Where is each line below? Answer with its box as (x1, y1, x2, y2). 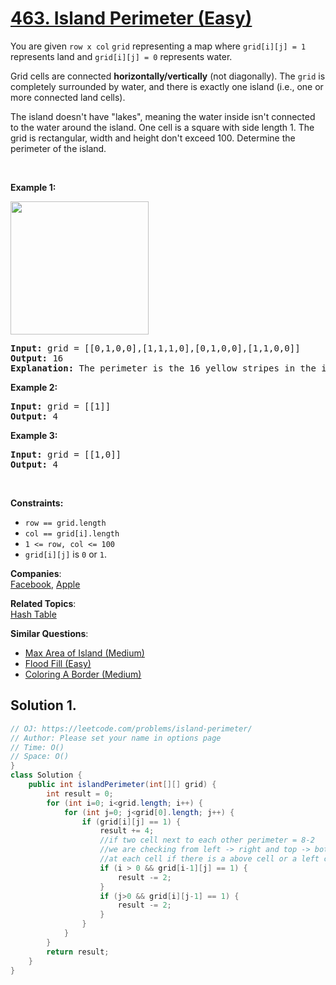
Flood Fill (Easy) (24, 657, 92, 669)
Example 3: (10, 429, 58, 441)
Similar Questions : (10, 627, 89, 639)
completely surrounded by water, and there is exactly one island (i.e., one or (10, 80, 324, 92)
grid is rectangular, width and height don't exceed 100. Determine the (10, 132, 296, 144)
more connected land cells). (10, 91, 126, 103)
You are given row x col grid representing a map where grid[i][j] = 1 (10, 40, 307, 52)
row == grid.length (24, 518, 107, 528)
